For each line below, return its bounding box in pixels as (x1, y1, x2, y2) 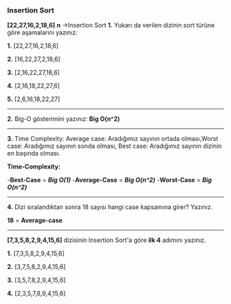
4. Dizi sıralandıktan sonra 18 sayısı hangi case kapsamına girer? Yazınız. (7, 203, 213, 211)
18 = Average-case (7, 216, 63, 225)
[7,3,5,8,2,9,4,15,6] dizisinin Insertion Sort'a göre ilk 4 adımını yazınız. (7, 236, 206, 244)
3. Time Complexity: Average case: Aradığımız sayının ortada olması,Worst (7, 135, 219, 143)
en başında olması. (7, 149, 60, 158)
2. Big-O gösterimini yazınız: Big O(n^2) (7, 115, 120, 123)
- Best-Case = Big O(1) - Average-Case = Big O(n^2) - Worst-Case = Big (7, 176, 212, 184)
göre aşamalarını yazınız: (7, 28, 78, 36)
